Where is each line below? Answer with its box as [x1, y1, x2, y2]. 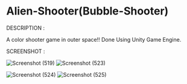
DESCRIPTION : [6, 24, 45, 31]
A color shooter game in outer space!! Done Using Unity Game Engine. [6, 36, 182, 43]
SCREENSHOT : [6, 47, 45, 55]
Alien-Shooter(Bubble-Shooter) [6, 4, 169, 18]
